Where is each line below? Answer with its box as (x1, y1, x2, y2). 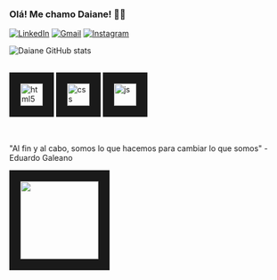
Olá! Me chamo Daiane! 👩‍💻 (9, 8, 126, 20)
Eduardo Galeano (9, 153, 73, 164)
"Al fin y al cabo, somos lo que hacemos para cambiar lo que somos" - (9, 143, 269, 154)
